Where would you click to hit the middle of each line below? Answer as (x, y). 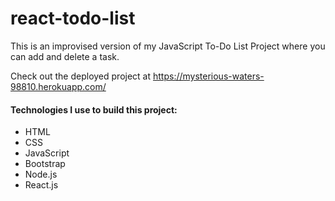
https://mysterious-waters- (208, 76)
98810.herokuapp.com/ (58, 86)
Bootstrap (45, 164)
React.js (41, 185)
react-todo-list (73, 18)
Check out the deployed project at (81, 76)
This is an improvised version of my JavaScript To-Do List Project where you (168, 46)
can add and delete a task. (65, 56)
